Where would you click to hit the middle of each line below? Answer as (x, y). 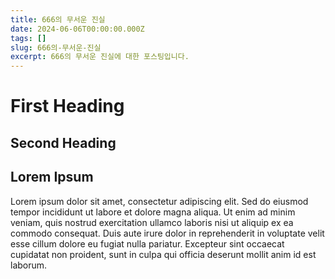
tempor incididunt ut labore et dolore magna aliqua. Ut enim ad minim (153, 212)
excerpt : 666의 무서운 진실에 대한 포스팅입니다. (100, 57)
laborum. (29, 265)
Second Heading (63, 142)
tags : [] (28, 38)
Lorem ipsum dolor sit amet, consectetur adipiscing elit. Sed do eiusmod (159, 201)
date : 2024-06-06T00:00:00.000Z (77, 29)
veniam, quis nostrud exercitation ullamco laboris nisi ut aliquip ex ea (152, 222)
